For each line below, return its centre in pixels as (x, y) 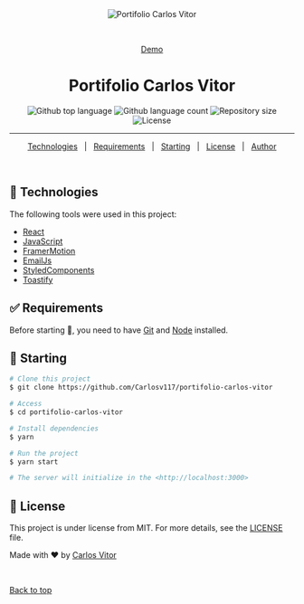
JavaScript (43, 241)
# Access (26, 404)
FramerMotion (49, 250)
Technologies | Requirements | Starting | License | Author (152, 146)
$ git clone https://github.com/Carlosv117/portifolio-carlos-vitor (141, 388)
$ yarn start (34, 462)
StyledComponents (58, 269)
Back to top (31, 590)
